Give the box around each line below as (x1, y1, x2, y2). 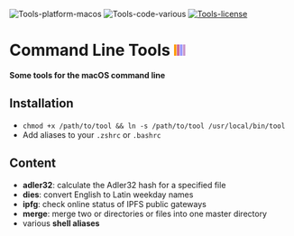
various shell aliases (22, 217, 100, 229)
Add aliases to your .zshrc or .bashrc (22, 129, 161, 140)
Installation (9, 95, 74, 112)
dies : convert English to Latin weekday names (22, 189, 194, 200)
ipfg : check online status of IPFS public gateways (22, 198, 207, 209)
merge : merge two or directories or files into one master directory (22, 208, 268, 219)
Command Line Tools (9, 41, 171, 60)
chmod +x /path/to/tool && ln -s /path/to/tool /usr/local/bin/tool (22, 122, 286, 131)
